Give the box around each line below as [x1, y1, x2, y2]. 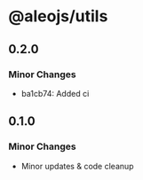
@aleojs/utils [8, 6, 108, 27]
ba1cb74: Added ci [20, 88, 90, 98]
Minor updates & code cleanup [20, 160, 134, 171]
